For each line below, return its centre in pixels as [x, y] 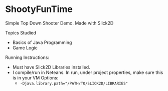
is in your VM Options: [35, 77]
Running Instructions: [27, 57]
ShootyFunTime [39, 9]
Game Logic [25, 47]
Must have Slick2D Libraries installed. [51, 67]
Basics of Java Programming [42, 42]
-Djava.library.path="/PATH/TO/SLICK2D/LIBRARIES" [74, 83]
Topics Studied [21, 32]
